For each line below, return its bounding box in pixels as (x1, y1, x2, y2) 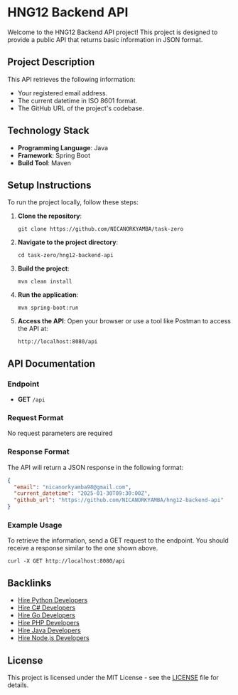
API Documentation (7, 357, 96, 370)
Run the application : (17, 291, 79, 299)
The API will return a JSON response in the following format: (7, 463, 183, 471)
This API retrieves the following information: (7, 75, 136, 83)
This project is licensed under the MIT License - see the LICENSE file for (7, 673, 219, 681)
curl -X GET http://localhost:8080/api (7, 558, 126, 565)
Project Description (7, 56, 95, 68)
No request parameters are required (7, 429, 113, 438)
